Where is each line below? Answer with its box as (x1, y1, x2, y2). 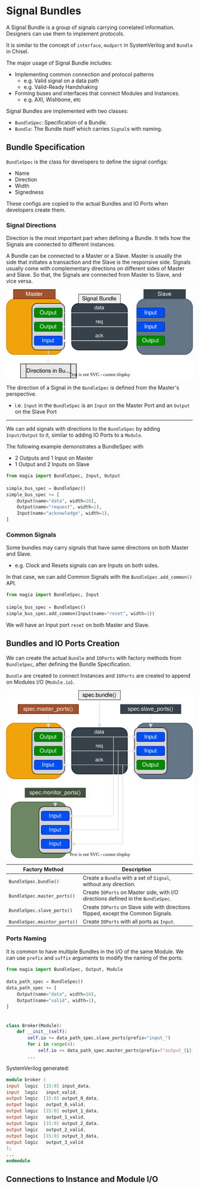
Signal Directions (6, 221, 57, 229)
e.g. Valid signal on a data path (23, 77, 99, 84)
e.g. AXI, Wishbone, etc (23, 96, 82, 103)
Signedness (14, 188, 44, 196)
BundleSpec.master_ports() (8, 893, 75, 899)
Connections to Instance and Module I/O (6, 1174, 159, 1184)
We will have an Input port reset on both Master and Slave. (6, 621, 150, 629)
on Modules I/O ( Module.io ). (6, 678, 75, 685)
